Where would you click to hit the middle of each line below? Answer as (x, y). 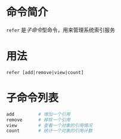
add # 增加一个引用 (38, 114)
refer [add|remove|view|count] (45, 72)
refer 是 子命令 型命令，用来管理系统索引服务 (61, 30)
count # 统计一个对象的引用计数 (49, 131)
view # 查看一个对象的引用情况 (49, 125)
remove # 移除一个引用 (38, 120)
